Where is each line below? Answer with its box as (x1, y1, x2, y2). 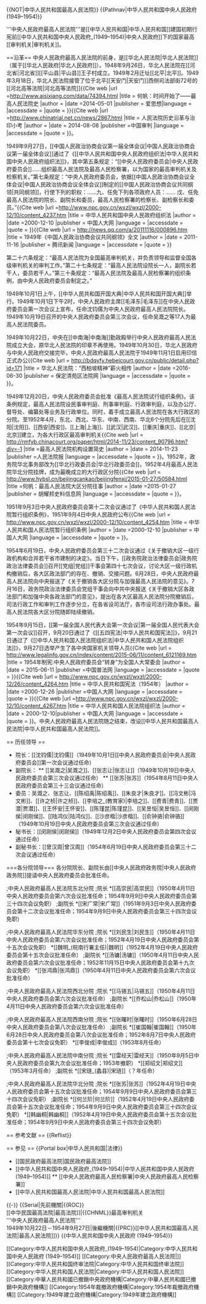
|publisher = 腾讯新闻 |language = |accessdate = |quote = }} (20, 241, 172, 248)
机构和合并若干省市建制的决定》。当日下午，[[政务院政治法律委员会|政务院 (11, 554, 197, 562)
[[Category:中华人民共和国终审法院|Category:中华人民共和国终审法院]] (6, 1260, 185, 1267)
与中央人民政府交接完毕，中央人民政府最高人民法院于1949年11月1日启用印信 (6, 349, 197, 356)
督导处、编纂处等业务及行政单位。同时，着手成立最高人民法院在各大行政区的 (6, 408, 200, 415)
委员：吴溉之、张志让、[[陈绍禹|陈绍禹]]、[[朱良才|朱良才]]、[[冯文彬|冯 (15, 789, 196, 797)
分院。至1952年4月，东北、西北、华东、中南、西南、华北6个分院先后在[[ (6, 416, 191, 423)
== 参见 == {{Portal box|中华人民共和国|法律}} (6, 1145, 123, 1152)
